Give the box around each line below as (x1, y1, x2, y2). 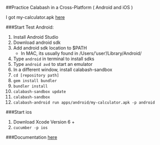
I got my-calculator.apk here (6, 14, 65, 20)
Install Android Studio (13, 34, 59, 40)
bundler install (13, 84, 48, 89)
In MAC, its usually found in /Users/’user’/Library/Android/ (20, 51, 142, 56)
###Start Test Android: (6, 24, 54, 30)
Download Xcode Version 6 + (13, 119, 75, 125)
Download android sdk (13, 39, 61, 45)
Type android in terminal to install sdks (13, 56, 95, 62)
